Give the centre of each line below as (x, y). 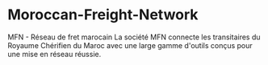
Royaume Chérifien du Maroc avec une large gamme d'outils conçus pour (130, 45)
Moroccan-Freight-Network (103, 15)
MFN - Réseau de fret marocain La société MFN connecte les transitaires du (134, 37)
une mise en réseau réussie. (54, 54)
